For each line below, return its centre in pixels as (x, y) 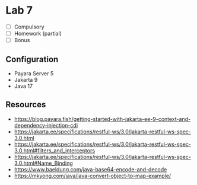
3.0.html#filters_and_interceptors (55, 150)
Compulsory (29, 27)
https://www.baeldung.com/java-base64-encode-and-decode (90, 169)
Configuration (32, 59)
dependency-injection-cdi (46, 125)
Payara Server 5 (34, 73)
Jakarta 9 (26, 79)
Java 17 (23, 86)
